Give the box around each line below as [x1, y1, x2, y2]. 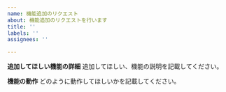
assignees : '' [7, 36, 49, 43]
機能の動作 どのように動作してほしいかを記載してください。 [7, 77, 181, 86]
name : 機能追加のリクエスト [7, 10, 78, 17]
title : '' [7, 23, 36, 30]
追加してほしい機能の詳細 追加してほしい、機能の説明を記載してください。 [7, 62, 223, 70]
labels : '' [7, 29, 39, 37]
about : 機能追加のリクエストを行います [7, 17, 108, 24]
